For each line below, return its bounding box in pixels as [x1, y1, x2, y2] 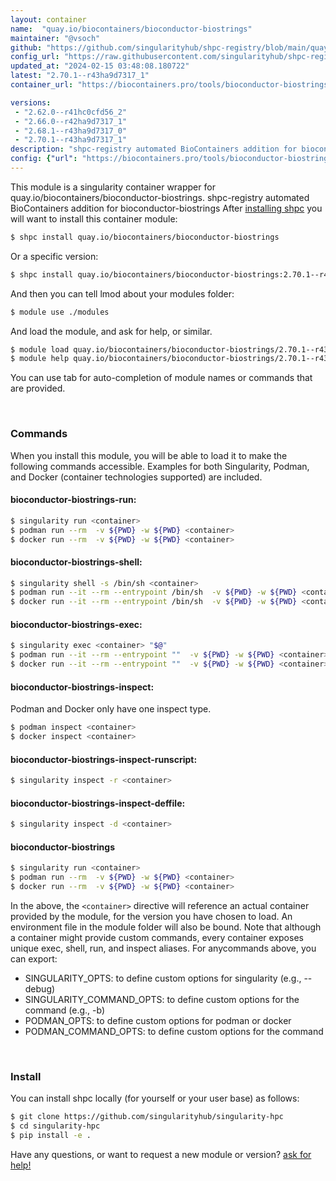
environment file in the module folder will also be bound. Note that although [10, 921, 322, 933]
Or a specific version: [10, 250, 99, 262]
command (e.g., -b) [24, 1004, 106, 1016]
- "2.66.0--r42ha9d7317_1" [14, 116, 128, 126]
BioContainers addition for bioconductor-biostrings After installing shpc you [10, 202, 323, 214]
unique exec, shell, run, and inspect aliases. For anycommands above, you [10, 942, 317, 954]
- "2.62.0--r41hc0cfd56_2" [14, 107, 128, 117]
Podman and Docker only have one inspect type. [10, 703, 212, 715]
